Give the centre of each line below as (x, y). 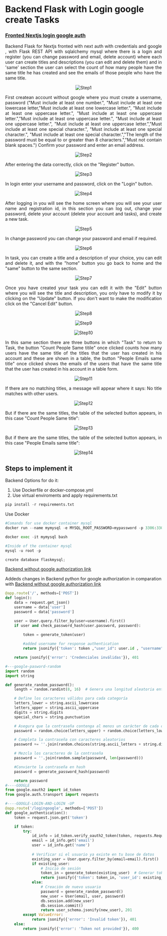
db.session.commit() (62, 906)
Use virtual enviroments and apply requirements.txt (65, 495)
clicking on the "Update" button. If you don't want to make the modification (83, 299)
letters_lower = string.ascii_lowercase (56, 703)
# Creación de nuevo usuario (71, 887)
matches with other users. (32, 394)
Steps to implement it (39, 468)
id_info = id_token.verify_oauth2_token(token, (82, 836)
